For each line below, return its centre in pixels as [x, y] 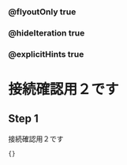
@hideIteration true [47, 32]
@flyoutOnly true [42, 12]
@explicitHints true [46, 54]
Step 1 [24, 119]
